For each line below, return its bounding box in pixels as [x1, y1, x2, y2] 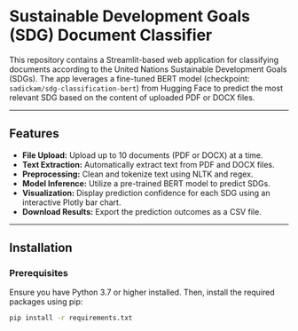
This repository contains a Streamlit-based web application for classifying [9, 54, 279, 65]
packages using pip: [9, 296, 83, 307]
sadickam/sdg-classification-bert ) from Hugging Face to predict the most [9, 83, 284, 93]
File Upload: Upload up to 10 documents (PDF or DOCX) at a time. [21, 149, 263, 161]
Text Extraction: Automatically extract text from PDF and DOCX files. [21, 159, 275, 169]
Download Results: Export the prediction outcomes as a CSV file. [21, 206, 262, 217]
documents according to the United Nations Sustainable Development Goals [9, 64, 287, 75]
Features [9, 126, 59, 141]
